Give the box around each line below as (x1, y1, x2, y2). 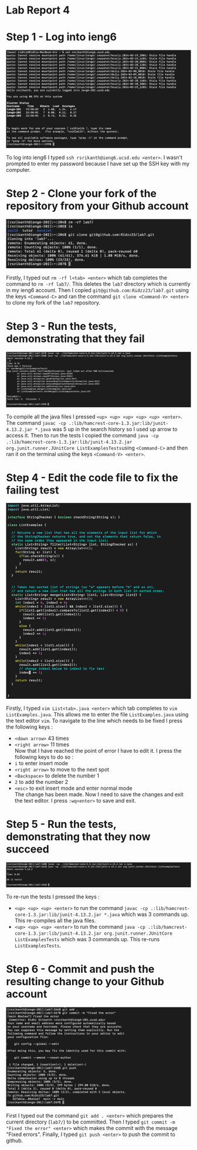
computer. (6, 166, 31, 173)
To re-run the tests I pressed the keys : (6, 893, 100, 900)
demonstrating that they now (6, 830, 151, 844)
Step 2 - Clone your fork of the (6, 187, 157, 200)
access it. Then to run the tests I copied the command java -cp (6, 432, 159, 439)
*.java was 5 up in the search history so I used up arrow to (35, 425, 178, 432)
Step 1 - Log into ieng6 (6, 31, 117, 44)
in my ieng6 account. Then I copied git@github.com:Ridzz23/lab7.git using (6, 286, 189, 293)
